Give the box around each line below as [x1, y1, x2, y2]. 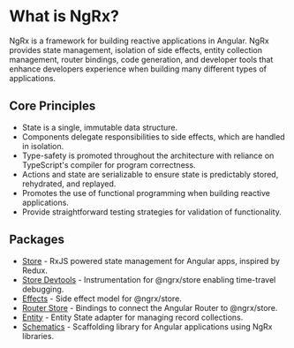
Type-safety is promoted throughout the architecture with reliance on [21, 150, 275, 161]
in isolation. [21, 140, 64, 151]
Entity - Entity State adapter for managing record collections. [21, 312, 244, 322]
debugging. [21, 284, 64, 294]
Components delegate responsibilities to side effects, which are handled [21, 131, 285, 142]
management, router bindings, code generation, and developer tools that [9, 54, 274, 64]
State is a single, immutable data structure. [21, 122, 178, 132]
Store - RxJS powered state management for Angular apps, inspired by [21, 255, 281, 266]
